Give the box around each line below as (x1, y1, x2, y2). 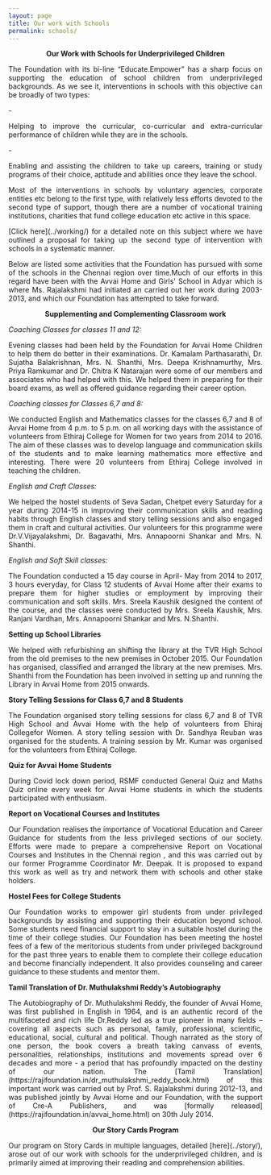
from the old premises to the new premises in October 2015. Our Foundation (8, 654, 263, 663)
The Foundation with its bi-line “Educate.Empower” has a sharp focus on (8, 64, 263, 74)
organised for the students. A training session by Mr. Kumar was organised (8, 737, 263, 746)
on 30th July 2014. (152, 1110, 214, 1119)
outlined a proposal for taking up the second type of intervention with (8, 235, 263, 245)
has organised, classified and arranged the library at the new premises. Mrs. (8, 662, 263, 672)
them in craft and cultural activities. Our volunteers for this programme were (8, 523, 263, 533)
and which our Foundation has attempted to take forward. (27, 293, 219, 303)
